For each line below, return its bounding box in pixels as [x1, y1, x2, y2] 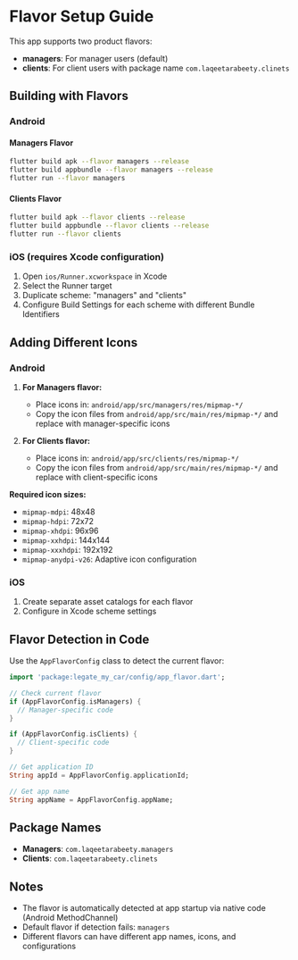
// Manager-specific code [17, 705, 114, 714]
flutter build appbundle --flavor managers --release [9, 165, 214, 175]
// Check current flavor [9, 689, 102, 697]
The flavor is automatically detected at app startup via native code [21, 903, 266, 914]
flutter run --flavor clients [9, 230, 122, 238]
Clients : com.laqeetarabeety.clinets [21, 853, 158, 864]
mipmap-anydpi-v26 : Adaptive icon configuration [21, 554, 197, 564]
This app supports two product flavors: [9, 36, 153, 46]
